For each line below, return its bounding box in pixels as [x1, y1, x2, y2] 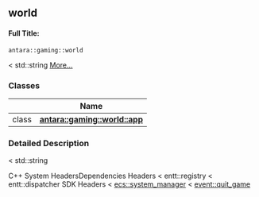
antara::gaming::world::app [39, 114, 143, 125]
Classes [8, 79, 41, 91]
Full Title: [8, 28, 40, 38]
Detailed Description [8, 137, 90, 149]
